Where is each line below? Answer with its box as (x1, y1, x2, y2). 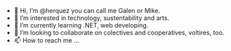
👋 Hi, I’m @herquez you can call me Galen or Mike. (13, 7, 161, 14)
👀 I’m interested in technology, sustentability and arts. (13, 14, 170, 22)
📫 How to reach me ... (13, 37, 79, 44)
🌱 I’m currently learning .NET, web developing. (13, 21, 149, 29)
